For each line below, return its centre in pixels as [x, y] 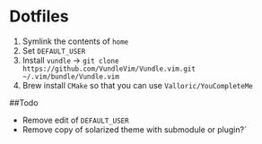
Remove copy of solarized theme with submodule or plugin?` [134, 129]
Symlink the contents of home [75, 41]
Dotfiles [39, 17]
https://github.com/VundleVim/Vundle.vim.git [109, 69]
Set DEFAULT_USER [54, 50]
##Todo [24, 102]
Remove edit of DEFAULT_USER [75, 120]
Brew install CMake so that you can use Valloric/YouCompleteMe [137, 85]
